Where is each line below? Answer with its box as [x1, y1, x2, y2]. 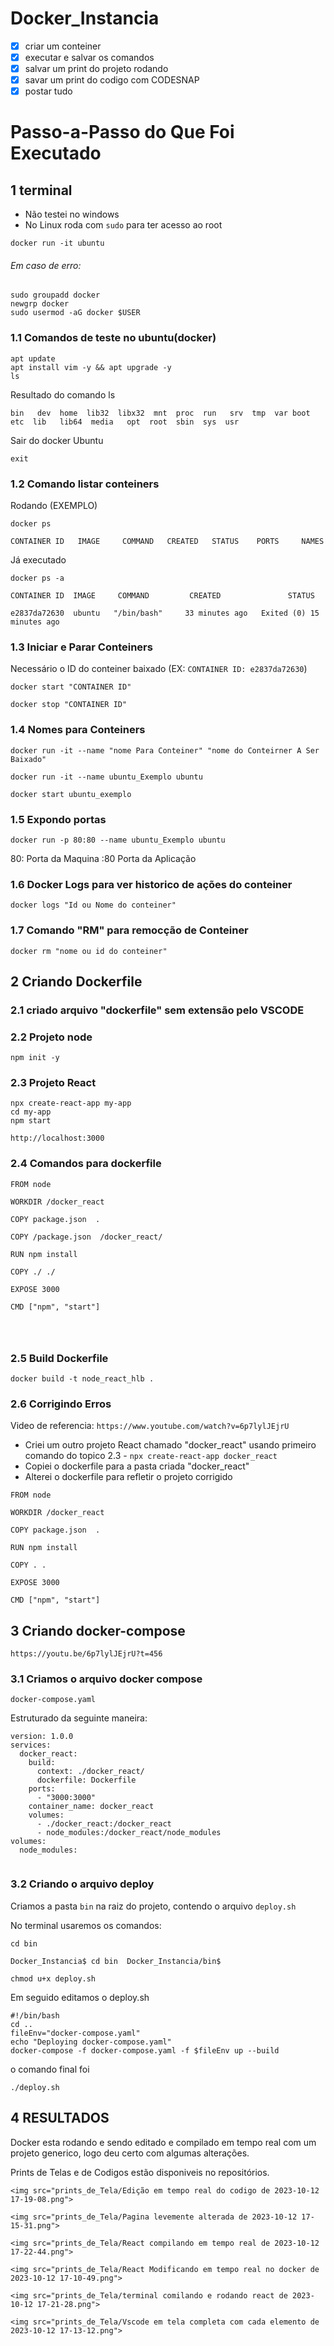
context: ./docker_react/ [36, 1767, 145, 1777]
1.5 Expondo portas [10, 812, 107, 826]
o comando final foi [10, 2063, 90, 2075]
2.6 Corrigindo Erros [10, 1397, 112, 1411]
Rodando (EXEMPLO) [10, 500, 98, 512]
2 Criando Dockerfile [10, 973, 143, 990]
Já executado [10, 554, 67, 566]
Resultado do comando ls [10, 388, 116, 401]
